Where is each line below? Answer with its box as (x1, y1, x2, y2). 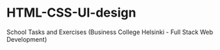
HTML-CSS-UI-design (6, 5, 136, 21)
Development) (6, 35, 47, 43)
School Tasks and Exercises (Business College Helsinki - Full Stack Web (6, 28, 214, 36)
